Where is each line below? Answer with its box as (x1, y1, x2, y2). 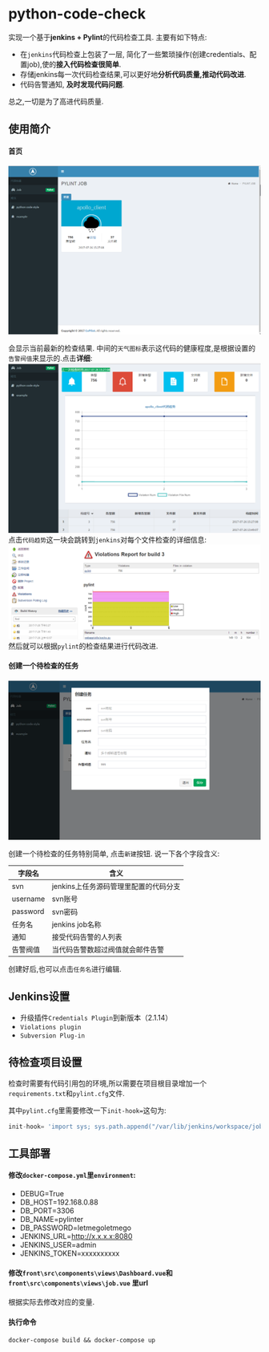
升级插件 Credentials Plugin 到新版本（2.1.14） (19, 1013, 173, 1022)
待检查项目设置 (8, 1056, 82, 1070)
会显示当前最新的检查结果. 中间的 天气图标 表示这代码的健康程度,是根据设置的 (8, 343, 256, 353)
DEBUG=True (19, 1189, 64, 1198)
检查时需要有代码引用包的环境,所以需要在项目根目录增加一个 (8, 1078, 207, 1088)
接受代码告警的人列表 (51, 932, 122, 942)
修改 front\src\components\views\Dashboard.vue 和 (8, 1268, 174, 1277)
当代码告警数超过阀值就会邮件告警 (51, 944, 164, 955)
